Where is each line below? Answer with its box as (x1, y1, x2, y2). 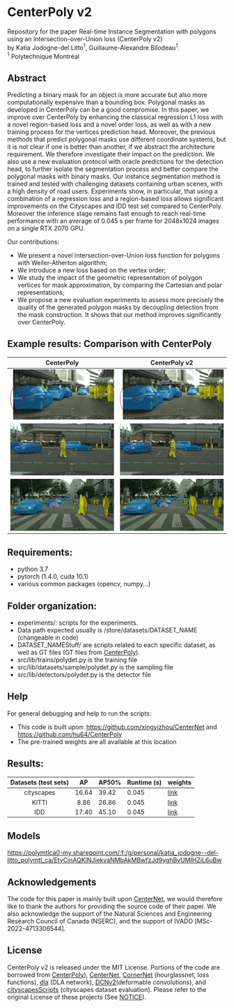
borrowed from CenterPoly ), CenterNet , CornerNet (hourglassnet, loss (7, 970, 210, 979)
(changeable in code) (17, 633, 79, 642)
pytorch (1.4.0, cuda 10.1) (17, 572, 89, 581)
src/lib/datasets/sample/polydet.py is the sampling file (17, 662, 173, 671)
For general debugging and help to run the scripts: (7, 709, 152, 718)
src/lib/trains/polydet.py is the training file (17, 655, 138, 664)
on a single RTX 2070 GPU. (7, 224, 86, 232)
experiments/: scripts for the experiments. (17, 618, 138, 627)
